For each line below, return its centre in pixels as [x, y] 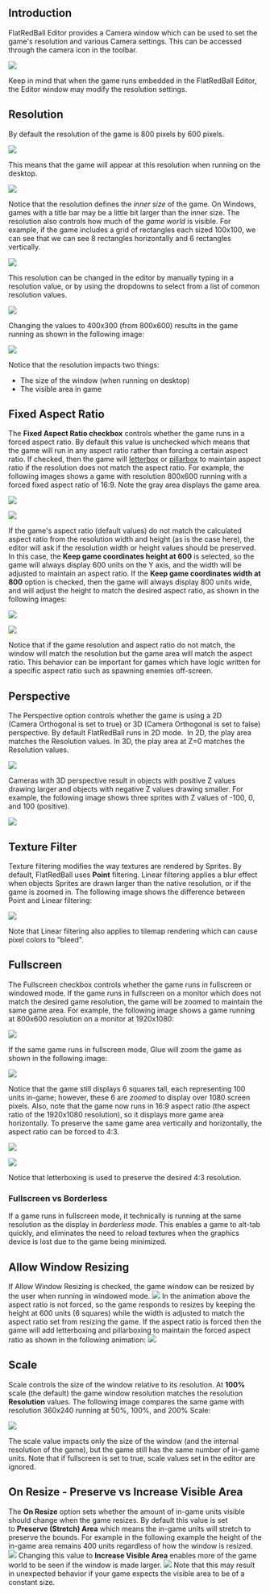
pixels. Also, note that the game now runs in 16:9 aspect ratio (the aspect [129, 1106]
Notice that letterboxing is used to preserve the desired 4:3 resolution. [125, 1177]
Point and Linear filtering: [50, 900]
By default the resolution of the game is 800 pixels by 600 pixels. [116, 134]
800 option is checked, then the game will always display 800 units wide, [130, 582]
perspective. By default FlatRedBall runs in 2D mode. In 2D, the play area [130, 733]
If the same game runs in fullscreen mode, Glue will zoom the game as [125, 1049]
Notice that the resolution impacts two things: [84, 364]
